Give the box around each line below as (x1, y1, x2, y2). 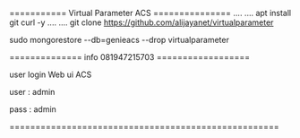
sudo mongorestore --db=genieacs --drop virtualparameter (9, 35, 230, 45)
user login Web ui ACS (9, 69, 92, 80)
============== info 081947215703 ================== (9, 52, 251, 62)
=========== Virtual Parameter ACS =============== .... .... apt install (9, 8, 292, 18)
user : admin (9, 87, 56, 97)
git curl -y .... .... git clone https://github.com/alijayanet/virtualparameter (9, 17, 274, 28)
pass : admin (9, 104, 56, 115)
